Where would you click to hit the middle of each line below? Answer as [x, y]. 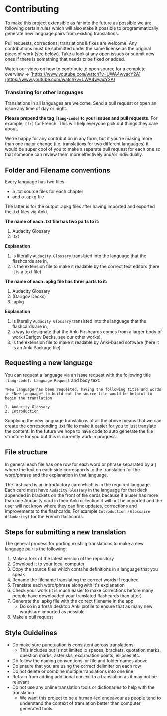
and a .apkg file [28, 197]
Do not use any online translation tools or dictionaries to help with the [83, 687]
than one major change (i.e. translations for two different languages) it [77, 144]
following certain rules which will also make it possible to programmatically [82, 28]
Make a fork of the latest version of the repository [63, 559]
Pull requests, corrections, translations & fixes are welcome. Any [71, 43]
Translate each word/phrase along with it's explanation [69, 585]
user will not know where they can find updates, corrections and [71, 506]
